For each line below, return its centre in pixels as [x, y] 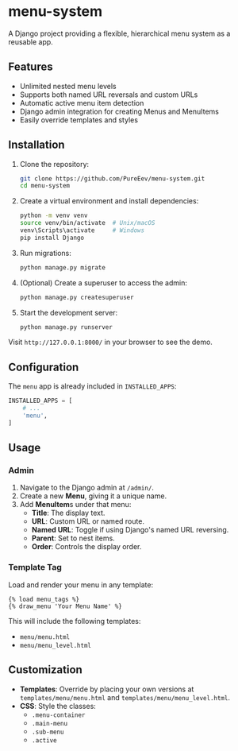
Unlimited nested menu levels [68, 86]
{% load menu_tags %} [44, 599]
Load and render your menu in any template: [81, 585]
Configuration [44, 367]
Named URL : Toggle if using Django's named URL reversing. [130, 530]
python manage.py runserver [66, 327]
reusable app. [31, 41]
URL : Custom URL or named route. [88, 521]
